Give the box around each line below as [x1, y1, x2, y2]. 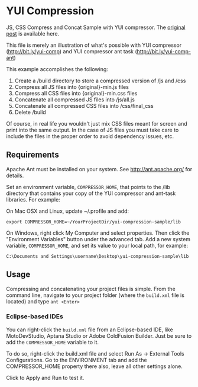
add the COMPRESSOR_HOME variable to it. [6, 338, 99, 346]
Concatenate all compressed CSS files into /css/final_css [14, 102, 154, 109]
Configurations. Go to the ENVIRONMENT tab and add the [6, 356, 147, 363]
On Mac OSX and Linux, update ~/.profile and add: [6, 207, 129, 215]
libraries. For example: [6, 196, 60, 203]
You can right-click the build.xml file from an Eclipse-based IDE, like [6, 326, 173, 333]
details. [6, 172, 24, 179]
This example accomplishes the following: [6, 65, 108, 72]
